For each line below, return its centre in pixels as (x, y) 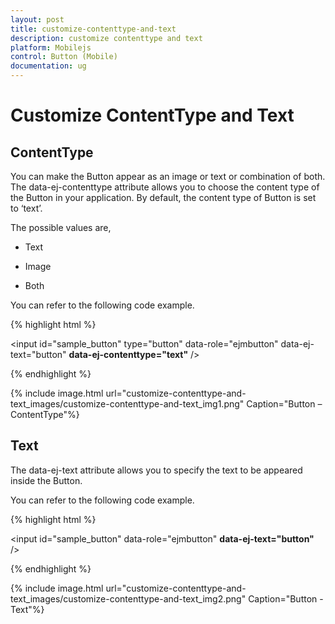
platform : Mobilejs (51, 47)
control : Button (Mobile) (64, 57)
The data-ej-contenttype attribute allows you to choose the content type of (165, 187)
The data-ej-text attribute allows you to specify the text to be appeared (156, 470)
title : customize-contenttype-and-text (93, 29)
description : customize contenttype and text (106, 38)
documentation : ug (48, 66)
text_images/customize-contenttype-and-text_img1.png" (127, 404)
